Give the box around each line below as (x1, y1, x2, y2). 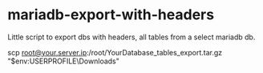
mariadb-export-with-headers (7, 6, 214, 24)
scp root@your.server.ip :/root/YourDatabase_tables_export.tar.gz (7, 47, 223, 57)
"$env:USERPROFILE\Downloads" (7, 56, 119, 66)
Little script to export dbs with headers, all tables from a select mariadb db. (7, 32, 256, 42)
